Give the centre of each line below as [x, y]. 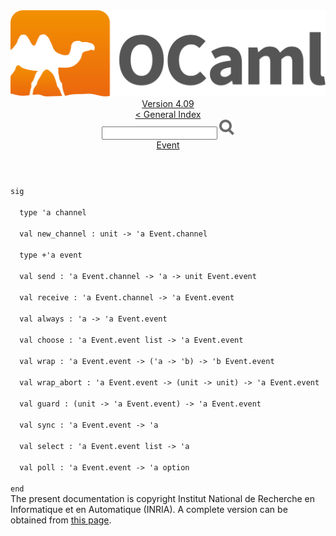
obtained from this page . [61, 520]
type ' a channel [53, 213]
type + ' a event [51, 255]
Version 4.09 [168, 104]
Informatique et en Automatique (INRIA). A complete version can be [149, 510]
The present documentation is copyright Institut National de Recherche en [162, 499]
